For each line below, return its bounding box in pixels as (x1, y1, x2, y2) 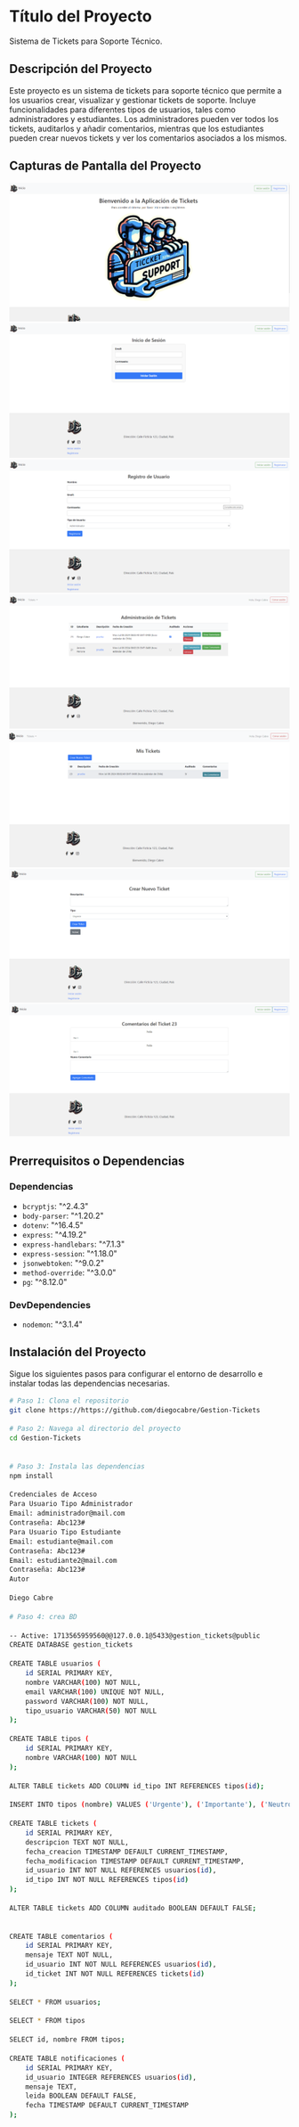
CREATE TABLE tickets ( (9, 1820, 98, 1828)
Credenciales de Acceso (9, 1490, 98, 1499)
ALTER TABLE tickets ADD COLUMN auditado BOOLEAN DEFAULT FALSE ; (9, 1903, 256, 1912)
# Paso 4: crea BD (9, 1612, 77, 1621)
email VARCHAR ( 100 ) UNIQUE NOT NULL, (25, 1687, 166, 1697)
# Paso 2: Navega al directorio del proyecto (9, 1424, 181, 1434)
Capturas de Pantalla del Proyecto (9, 159, 202, 174)
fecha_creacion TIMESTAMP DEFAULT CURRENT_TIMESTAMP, (25, 1847, 229, 1856)
